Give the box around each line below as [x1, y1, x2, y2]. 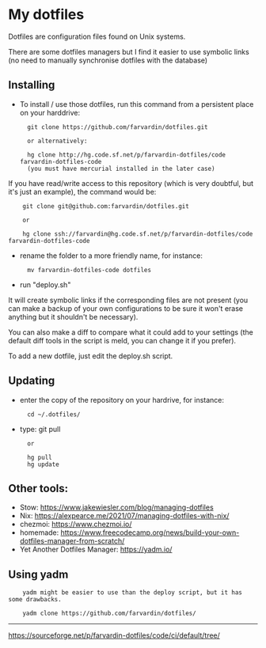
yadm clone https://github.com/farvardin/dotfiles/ [22, 609, 196, 618]
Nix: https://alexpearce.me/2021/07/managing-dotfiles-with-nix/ [19, 511, 230, 521]
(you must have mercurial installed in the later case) [27, 165, 215, 172]
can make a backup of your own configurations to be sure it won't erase [8, 303, 244, 313]
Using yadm [8, 567, 69, 581]
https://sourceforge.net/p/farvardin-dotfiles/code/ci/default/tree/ [8, 631, 220, 640]
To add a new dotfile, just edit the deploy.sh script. [8, 351, 173, 361]
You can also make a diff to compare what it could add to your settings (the [8, 327, 253, 337]
